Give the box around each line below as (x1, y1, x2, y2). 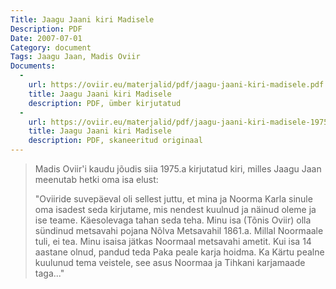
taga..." (34, 267, 65, 279)
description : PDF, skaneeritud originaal (28, 136, 203, 146)
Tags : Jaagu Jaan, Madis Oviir (10, 52, 141, 62)
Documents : (10, 61, 56, 71)
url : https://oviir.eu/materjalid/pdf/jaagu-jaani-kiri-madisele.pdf (28, 80, 325, 90)
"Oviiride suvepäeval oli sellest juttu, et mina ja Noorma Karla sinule (34, 193, 313, 205)
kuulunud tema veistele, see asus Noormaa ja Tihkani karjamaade (34, 257, 306, 268)
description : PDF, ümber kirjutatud (28, 98, 182, 108)
